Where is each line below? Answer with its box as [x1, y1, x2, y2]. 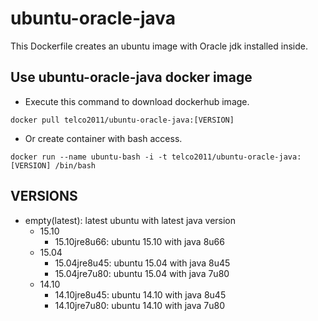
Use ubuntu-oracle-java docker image [10, 69, 253, 86]
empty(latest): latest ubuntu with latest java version [24, 214, 237, 226]
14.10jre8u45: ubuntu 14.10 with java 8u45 [54, 288, 227, 301]
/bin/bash [54, 160, 97, 171]
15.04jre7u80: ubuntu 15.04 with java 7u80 [54, 267, 230, 279]
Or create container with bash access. [24, 132, 183, 144]
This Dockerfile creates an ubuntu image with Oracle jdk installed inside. [10, 40, 308, 52]
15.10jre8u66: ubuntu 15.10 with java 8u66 [54, 235, 225, 247]
